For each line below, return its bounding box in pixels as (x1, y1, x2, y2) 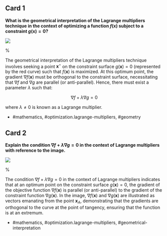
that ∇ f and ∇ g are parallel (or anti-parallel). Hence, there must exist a (5, 79, 149, 85)
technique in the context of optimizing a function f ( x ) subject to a (5, 23, 144, 29)
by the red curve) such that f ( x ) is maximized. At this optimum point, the (5, 69, 154, 75)
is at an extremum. (5, 210, 44, 216)
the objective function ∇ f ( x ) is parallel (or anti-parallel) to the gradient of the (5, 187, 162, 193)
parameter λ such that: (5, 85, 53, 91)
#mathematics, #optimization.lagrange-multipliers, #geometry (12, 114, 141, 120)
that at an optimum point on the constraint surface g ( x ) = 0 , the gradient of (5, 182, 160, 188)
